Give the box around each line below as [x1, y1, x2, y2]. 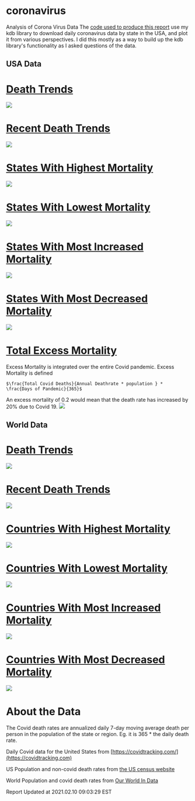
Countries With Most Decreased [6, 653, 165, 667]
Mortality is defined [6, 370, 53, 377]
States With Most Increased [6, 240, 144, 254]
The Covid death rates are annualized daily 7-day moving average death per [6, 724, 190, 731]
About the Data [6, 705, 81, 719]
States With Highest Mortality [6, 161, 154, 175]
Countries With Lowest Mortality [6, 562, 168, 575]
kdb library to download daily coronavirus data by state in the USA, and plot [6, 29, 188, 36]
